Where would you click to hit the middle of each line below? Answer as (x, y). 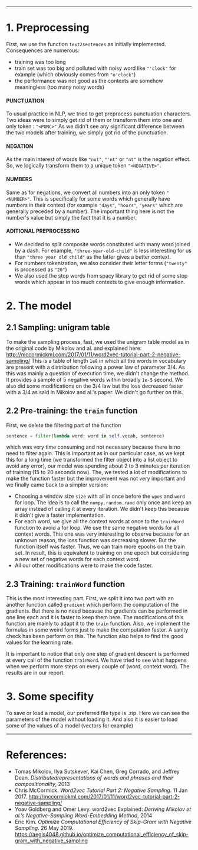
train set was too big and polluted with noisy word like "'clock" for (95, 68)
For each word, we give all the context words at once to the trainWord (99, 521)
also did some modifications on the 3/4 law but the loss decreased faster (95, 386)
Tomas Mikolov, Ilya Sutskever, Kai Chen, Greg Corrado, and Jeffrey (97, 772)
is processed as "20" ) (41, 269)
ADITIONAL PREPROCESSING (43, 231)
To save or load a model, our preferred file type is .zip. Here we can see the (98, 713)
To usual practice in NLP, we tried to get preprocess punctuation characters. (99, 114)
